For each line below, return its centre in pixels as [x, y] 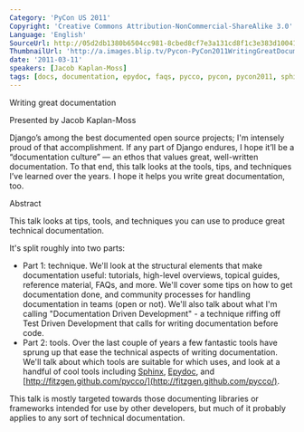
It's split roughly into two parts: [67, 248]
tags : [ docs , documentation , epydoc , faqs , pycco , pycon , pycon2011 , [143, 77]
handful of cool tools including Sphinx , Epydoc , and [119, 371]
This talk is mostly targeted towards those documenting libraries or [134, 398]
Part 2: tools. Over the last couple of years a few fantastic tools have [150, 342]
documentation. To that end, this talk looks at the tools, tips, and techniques [151, 166]
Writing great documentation [63, 102]
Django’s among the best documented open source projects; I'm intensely [147, 138]
